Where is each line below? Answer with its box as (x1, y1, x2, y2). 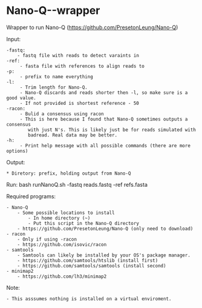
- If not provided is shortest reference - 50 (19, 100, 139, 106)
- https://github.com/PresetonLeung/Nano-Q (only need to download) (17, 226, 194, 232)
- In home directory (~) (28, 215, 91, 221)
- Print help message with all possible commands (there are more (19, 142, 191, 149)
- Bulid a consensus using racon (19, 110, 104, 117)
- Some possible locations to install (17, 210, 115, 216)
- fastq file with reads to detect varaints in (17, 52, 139, 58)
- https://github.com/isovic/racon (17, 241, 107, 247)
